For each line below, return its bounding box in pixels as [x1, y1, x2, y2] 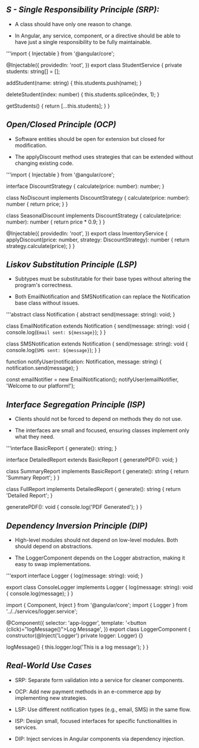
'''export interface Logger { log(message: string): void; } [6, 572, 144, 579]
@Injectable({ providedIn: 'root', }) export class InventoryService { [6, 230, 168, 237]
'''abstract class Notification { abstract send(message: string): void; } [6, 311, 175, 318]
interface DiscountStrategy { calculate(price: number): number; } [6, 183, 165, 190]
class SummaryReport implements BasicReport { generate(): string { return [6, 468, 189, 475]
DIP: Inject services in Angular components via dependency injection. [14, 735, 185, 742]
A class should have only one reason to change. [14, 20, 132, 27]
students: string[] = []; [6, 68, 61, 75]
